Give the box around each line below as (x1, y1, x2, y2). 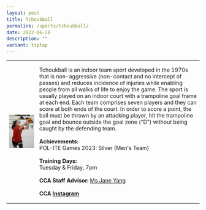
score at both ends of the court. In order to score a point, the (39, 105, 192, 113)
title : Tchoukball (6, 16, 53, 23)
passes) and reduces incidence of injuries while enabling (39, 79, 183, 86)
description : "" (6, 36, 48, 42)
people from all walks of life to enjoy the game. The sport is (39, 86, 188, 93)
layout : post (6, 10, 40, 16)
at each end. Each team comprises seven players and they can (39, 99, 197, 106)
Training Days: (39, 157, 77, 165)
